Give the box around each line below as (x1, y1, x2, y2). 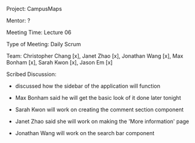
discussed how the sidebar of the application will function (15, 82, 160, 89)
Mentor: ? (6, 17, 30, 24)
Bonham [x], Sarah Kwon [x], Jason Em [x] (6, 59, 113, 66)
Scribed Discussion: (6, 71, 57, 78)
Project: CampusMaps (6, 5, 62, 12)
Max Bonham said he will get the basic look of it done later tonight (15, 94, 182, 101)
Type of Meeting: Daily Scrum (6, 41, 81, 47)
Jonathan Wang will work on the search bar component (15, 130, 155, 136)
